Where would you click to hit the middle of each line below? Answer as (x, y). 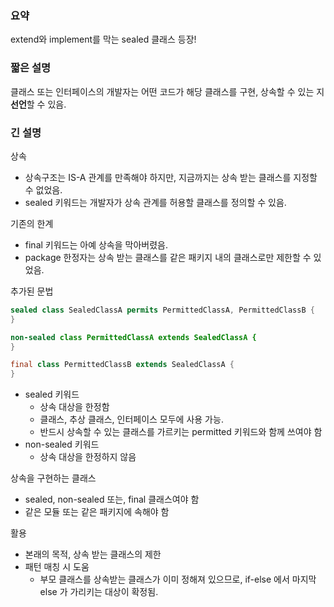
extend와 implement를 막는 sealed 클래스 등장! (103, 39)
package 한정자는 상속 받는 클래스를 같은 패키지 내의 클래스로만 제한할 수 (168, 257)
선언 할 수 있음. (38, 104)
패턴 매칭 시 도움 (57, 567)
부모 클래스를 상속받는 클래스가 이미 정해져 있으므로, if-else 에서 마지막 (178, 579)
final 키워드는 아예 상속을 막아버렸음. (96, 244)
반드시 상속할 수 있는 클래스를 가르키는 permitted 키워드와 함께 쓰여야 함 (181, 432)
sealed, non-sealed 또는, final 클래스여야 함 (112, 499)
